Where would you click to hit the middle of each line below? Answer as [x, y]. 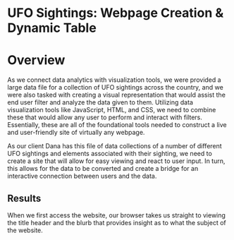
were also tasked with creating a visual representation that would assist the [116, 95]
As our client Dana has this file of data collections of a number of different [115, 146]
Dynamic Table [52, 28]
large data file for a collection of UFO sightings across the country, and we [115, 88]
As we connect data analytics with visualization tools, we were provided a [114, 80]
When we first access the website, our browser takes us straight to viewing [116, 215]
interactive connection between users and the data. [82, 176]
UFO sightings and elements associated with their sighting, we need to [110, 154]
